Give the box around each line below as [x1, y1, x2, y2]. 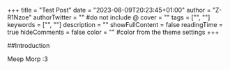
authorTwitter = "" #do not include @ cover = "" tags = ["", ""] [33, 13, 210, 21]
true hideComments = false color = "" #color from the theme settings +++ [7, 28, 220, 36]
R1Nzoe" [7, 13, 32, 21]
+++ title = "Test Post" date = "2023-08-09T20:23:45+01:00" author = [7, 6, 211, 14]
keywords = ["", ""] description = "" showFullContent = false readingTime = [7, 21, 223, 28]
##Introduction [7, 42, 50, 49]
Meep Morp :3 [7, 55, 49, 63]
